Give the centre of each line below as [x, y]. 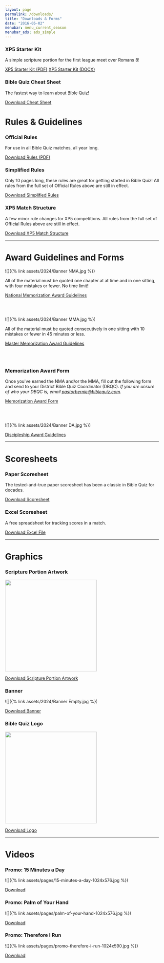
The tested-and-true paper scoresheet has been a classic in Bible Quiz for [80, 485]
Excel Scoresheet [26, 512]
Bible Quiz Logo [24, 724]
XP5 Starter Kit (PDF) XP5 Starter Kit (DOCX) [50, 69]
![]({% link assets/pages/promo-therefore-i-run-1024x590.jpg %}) [72, 946]
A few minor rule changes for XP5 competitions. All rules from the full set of [81, 218]
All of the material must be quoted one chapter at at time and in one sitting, [80, 280]
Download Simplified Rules [32, 195]
